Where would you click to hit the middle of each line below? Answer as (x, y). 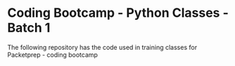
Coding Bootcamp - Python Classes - (118, 13)
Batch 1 (29, 28)
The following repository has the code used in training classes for (102, 47)
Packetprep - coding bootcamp (53, 55)
